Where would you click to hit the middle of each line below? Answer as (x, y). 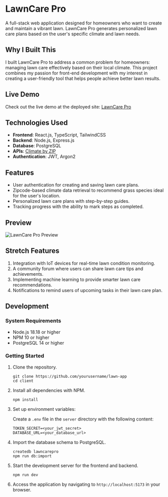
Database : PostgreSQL (37, 146)
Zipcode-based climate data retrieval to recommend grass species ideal (88, 190)
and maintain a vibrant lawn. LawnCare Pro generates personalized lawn (81, 28)
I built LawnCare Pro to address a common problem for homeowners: (78, 62)
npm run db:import (32, 456)
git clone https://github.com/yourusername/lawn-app (70, 376)
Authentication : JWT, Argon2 (44, 156)
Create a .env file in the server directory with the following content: (83, 419)
